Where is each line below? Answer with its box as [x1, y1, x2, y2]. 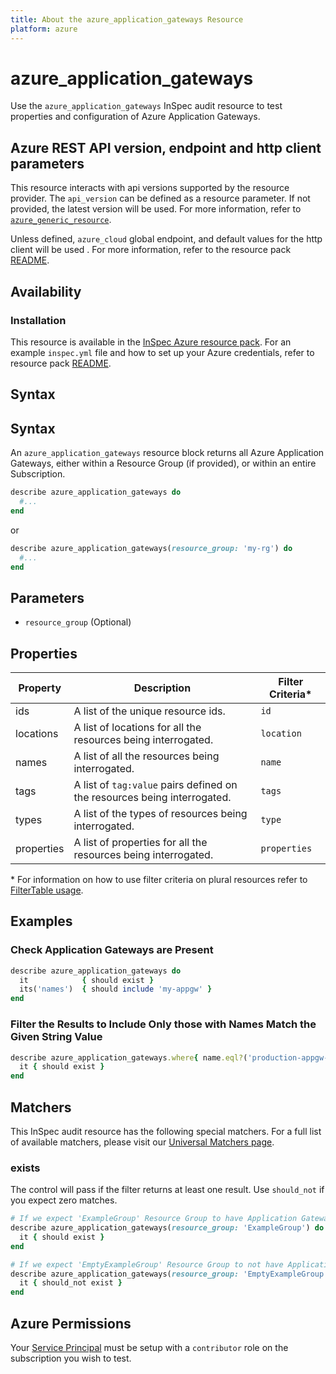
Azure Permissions [10, 1315, 132, 1332]
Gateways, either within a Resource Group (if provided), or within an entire [10, 457, 317, 470]
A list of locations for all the [73, 721, 202, 735]
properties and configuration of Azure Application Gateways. [10, 111, 261, 123]
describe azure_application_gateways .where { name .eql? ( [10, 1052, 248, 1063]
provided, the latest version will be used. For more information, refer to [10, 203, 302, 215]
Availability [10, 283, 82, 300]
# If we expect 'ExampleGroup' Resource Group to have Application [10, 1214, 298, 1224]
